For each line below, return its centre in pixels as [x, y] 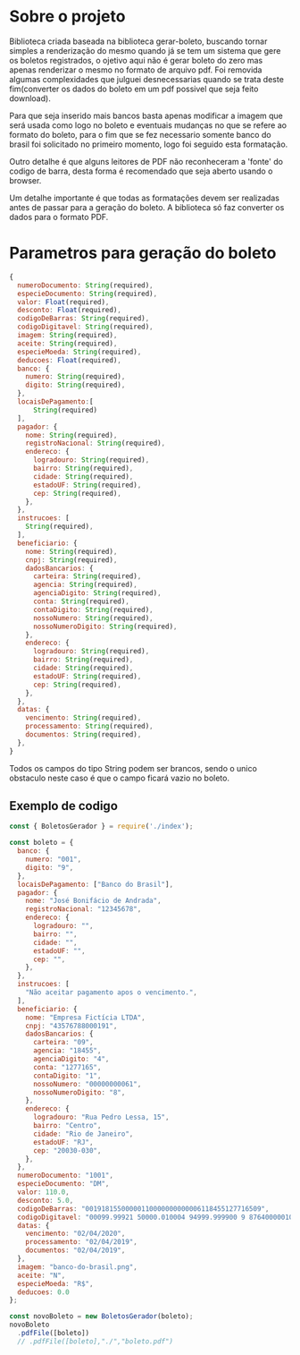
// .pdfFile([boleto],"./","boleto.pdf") [96, 1341]
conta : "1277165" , [67, 1067]
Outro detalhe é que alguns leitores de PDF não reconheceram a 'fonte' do [146, 161]
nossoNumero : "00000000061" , [87, 1084]
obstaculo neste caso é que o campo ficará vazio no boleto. [120, 778]
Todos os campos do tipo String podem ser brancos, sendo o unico [133, 768]
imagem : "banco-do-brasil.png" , [78, 1267]
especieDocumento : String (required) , [87, 294]
